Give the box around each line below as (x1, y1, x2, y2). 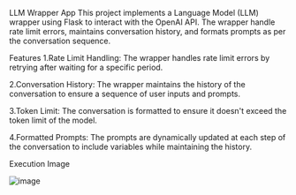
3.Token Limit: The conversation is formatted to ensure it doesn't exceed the (9, 106, 287, 116)
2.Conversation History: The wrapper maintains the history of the (9, 79, 246, 89)
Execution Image (9, 159, 71, 169)
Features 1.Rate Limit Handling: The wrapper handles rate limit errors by (9, 53, 270, 63)
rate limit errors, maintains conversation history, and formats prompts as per (9, 26, 286, 36)
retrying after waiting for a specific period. (9, 62, 163, 72)
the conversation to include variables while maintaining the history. (9, 141, 253, 152)
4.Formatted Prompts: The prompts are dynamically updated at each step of (9, 132, 286, 142)
